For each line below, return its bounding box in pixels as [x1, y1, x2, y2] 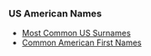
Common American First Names [21, 37, 142, 48]
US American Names [8, 7, 102, 20]
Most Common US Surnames [21, 28, 131, 39]
